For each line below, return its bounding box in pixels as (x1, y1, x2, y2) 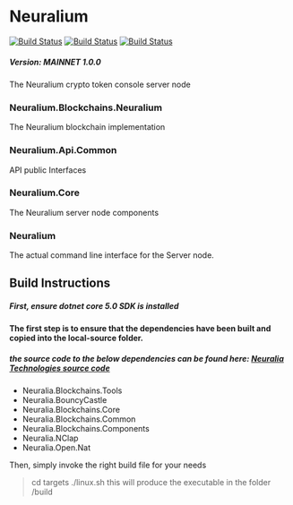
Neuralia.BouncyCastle (22, 395, 108, 406)
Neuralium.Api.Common (9, 144, 117, 157)
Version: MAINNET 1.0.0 (9, 56, 101, 67)
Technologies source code (9, 363, 110, 373)
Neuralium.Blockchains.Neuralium (9, 101, 163, 114)
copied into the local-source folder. (9, 333, 143, 344)
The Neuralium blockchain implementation (9, 122, 166, 133)
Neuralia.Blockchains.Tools (22, 385, 123, 396)
